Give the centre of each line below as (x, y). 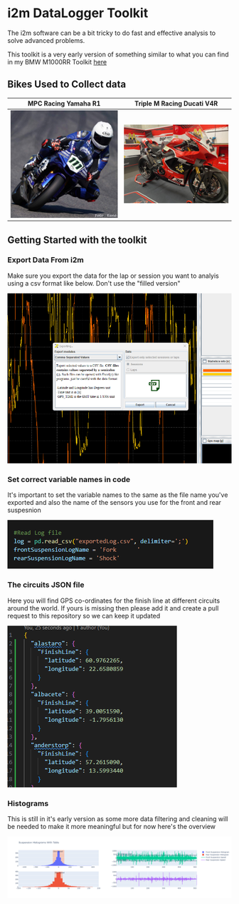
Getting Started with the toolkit (77, 240)
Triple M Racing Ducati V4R (176, 104)
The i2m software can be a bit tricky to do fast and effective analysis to (112, 33)
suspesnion (24, 510)
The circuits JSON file (46, 585)
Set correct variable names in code (69, 480)
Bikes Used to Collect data (67, 85)
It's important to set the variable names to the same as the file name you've (118, 495)
